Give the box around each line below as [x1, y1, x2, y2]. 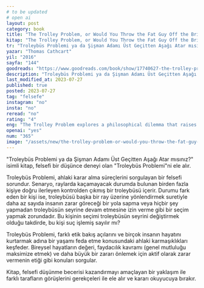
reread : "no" [6, 111, 39, 117]
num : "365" [6, 133, 34, 140]
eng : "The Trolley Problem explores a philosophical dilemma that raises [6, 122, 197, 128]
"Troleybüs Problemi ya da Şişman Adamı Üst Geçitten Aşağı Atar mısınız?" [6, 156, 194, 163]
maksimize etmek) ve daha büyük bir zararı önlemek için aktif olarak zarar [6, 250, 191, 257]
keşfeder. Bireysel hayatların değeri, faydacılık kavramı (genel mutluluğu [6, 244, 186, 251]
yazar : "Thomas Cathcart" [6, 49, 72, 55]
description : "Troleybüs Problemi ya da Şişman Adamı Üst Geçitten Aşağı [6, 71, 197, 77]
